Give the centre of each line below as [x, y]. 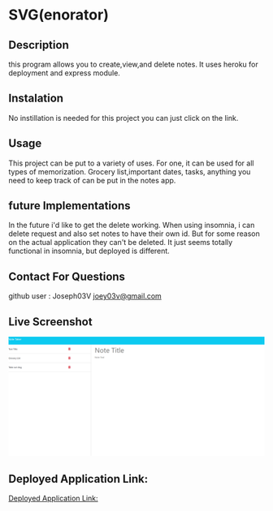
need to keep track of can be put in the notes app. [92, 180]
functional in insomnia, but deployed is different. [89, 251]
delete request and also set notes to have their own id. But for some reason [134, 234]
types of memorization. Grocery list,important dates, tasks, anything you [130, 171]
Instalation [36, 99]
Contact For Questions [67, 276]
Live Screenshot [50, 322]
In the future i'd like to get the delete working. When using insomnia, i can [132, 225]
